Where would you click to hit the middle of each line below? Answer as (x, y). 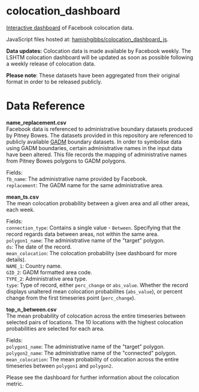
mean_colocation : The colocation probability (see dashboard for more (92, 253)
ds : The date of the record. (39, 247)
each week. (20, 210)
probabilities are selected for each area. (55, 328)
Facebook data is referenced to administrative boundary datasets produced (99, 129)
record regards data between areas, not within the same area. (82, 234)
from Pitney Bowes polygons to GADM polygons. (67, 161)
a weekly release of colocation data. (51, 64)
